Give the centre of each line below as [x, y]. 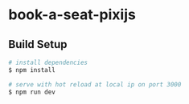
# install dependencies [48, 62]
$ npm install [32, 70]
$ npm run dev [32, 92]
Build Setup [38, 44]
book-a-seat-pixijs [72, 15]
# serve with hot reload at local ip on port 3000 [95, 84]
